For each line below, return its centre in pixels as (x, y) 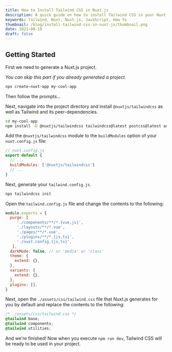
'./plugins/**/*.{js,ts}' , (45, 237)
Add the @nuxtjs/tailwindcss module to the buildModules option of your (81, 136)
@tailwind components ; (29, 324)
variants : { (23, 270)
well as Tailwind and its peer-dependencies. (52, 112)
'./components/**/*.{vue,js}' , (50, 223)
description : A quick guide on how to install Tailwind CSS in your (80, 15)
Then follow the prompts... (33, 96)
